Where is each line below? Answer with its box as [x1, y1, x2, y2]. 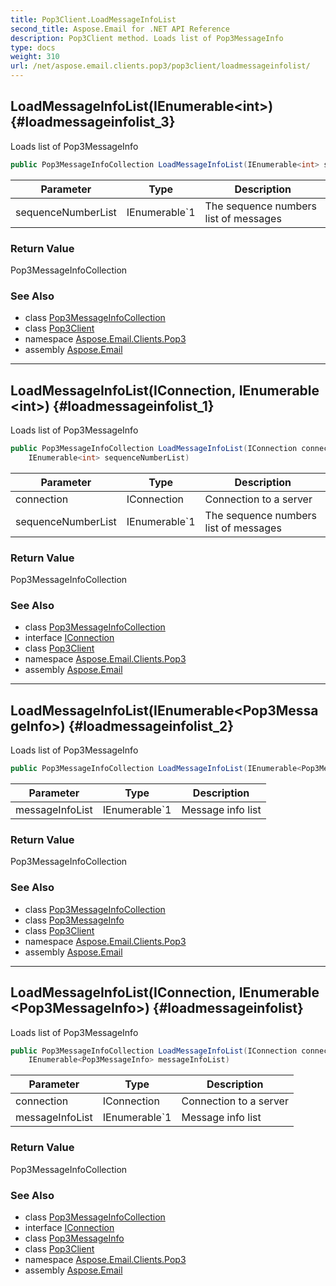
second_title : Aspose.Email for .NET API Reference [10, 24, 230, 34]
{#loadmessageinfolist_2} [68, 717, 234, 735]
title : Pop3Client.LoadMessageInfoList [10, 14, 177, 25]
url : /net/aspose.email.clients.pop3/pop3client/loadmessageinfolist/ [10, 61, 311, 71]
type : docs [10, 42, 56, 53]
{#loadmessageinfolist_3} [10, 114, 176, 131]
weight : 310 [10, 52, 60, 62]
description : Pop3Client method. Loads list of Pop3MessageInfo [10, 33, 284, 43]
